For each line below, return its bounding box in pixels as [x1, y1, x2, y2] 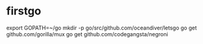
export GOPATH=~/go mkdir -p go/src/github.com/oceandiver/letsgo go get [6, 24, 197, 31]
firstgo [6, 4, 41, 18]
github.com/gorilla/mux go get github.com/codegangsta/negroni [6, 30, 169, 37]
